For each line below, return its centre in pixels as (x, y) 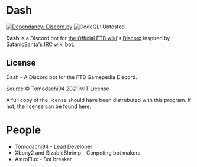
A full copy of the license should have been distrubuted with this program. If (98, 100)
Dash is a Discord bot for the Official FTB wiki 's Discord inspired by (88, 38)
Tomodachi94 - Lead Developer (54, 146)
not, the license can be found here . (49, 106)
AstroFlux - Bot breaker (43, 159)
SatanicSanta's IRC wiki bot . (41, 44)
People (24, 130)
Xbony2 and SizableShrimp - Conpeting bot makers (77, 153)
